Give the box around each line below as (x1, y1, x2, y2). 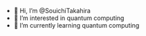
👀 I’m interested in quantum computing (13, 14, 125, 22)
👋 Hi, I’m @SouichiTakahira (13, 7, 91, 15)
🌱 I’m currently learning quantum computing (13, 21, 140, 29)
